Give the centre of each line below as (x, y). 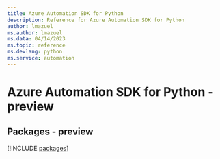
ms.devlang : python (35, 52)
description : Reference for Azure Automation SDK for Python (96, 20)
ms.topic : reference (37, 45)
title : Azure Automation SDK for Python (66, 13)
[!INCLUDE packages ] (38, 148)
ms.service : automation (41, 58)
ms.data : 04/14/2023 (37, 39)
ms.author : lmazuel (35, 33)
